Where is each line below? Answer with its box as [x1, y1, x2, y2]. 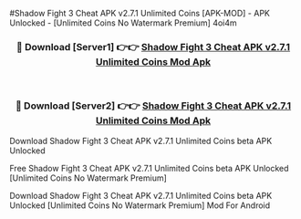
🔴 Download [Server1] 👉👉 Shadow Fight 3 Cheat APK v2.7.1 [16, 40, 290, 53]
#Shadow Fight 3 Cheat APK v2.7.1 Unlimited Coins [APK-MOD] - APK [9, 8, 271, 18]
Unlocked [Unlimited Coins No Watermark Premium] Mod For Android [9, 200, 271, 211]
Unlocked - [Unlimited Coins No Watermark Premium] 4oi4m [9, 17, 237, 28]
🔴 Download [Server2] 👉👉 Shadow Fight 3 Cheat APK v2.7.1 [15, 99, 292, 112]
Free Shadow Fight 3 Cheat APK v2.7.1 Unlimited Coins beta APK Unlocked [9, 162, 289, 173]
